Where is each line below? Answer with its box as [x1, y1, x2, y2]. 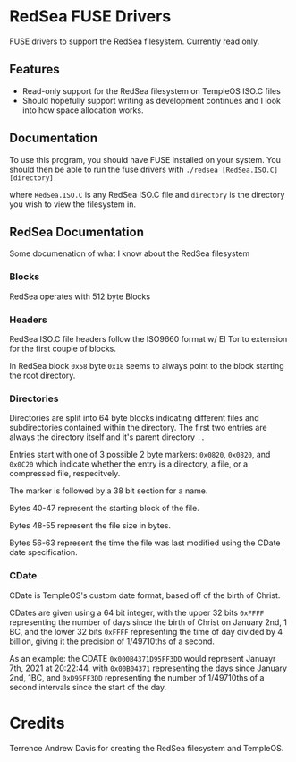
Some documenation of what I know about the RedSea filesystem [9, 248, 250, 259]
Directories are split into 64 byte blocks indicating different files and [9, 413, 259, 424]
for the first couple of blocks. [9, 343, 116, 354]
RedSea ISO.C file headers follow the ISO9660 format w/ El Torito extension [9, 333, 288, 344]
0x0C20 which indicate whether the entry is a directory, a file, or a [9, 458, 249, 469]
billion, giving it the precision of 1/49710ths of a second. [9, 636, 215, 646]
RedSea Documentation [9, 224, 145, 239]
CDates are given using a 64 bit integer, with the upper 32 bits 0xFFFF [9, 607, 265, 618]
